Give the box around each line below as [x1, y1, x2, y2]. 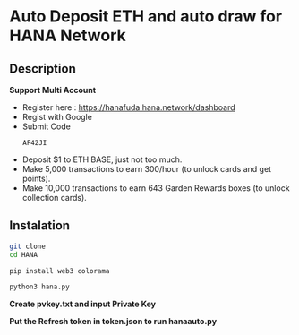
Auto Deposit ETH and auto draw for [9, 6, 283, 27]
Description [9, 61, 76, 76]
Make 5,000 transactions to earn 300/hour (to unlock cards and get [21, 164, 271, 174]
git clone [9, 242, 47, 251]
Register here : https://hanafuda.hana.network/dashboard [21, 102, 235, 113]
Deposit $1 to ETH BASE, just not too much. [21, 154, 183, 165]
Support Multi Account [9, 85, 97, 95]
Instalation [9, 218, 70, 234]
